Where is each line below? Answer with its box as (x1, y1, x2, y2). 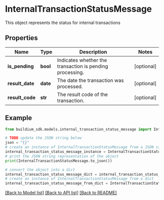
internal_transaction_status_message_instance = (5, 150, 106, 154)
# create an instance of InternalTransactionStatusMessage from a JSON (5, 145, 154, 150)
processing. (57, 69, 84, 75)
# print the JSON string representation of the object (5, 153, 119, 159)
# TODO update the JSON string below (5, 136, 82, 141)
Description (79, 48, 107, 55)
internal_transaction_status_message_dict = (5, 172, 97, 177)
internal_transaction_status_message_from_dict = (5, 181, 108, 186)
